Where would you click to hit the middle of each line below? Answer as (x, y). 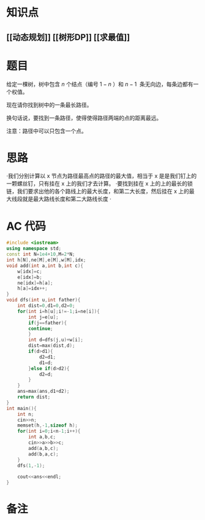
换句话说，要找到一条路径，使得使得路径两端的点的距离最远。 (84, 118)
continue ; (41, 328)
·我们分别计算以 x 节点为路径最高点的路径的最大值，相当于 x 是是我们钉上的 (102, 176)
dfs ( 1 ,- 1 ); (31, 465)
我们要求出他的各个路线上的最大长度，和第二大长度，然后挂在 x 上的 (103, 192)
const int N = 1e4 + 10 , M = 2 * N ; (41, 254)
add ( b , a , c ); (44, 454)
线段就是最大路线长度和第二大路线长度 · (61, 199)
